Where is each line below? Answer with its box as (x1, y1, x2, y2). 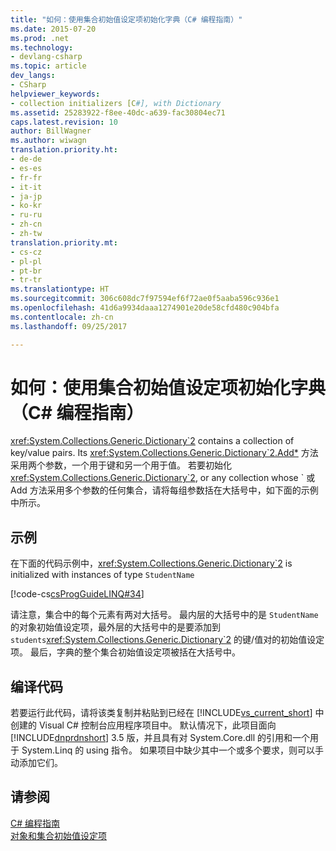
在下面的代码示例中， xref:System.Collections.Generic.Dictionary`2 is (10, 557, 293, 570)
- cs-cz (10, 247, 43, 257)
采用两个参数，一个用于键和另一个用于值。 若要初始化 (10, 459, 232, 471)
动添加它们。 (10, 757, 63, 769)
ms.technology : (10, 42, 74, 53)
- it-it (10, 182, 43, 192)
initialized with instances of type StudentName (10, 569, 195, 581)
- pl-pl (10, 256, 43, 266)
